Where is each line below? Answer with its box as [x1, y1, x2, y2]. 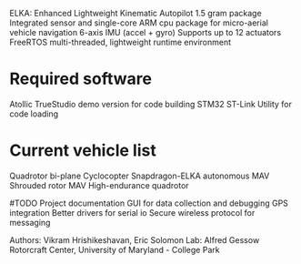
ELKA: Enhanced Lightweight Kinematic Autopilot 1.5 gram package [9, 8, 262, 18]
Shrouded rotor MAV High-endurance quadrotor [9, 179, 189, 190]
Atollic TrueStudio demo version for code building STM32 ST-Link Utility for [9, 98, 293, 109]
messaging [9, 217, 51, 228]
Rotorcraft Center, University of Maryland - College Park [9, 244, 220, 255]
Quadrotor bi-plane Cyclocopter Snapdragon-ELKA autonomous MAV [9, 170, 270, 181]
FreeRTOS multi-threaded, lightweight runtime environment [9, 36, 232, 47]
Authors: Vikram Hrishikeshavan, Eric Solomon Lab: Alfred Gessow [9, 234, 260, 245]
